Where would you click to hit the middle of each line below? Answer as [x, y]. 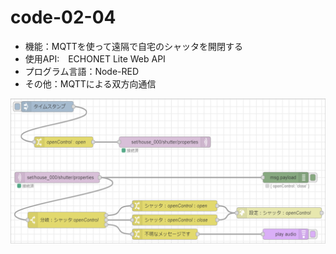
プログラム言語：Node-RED [82, 71]
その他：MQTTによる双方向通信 [90, 83]
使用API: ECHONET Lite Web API [95, 58]
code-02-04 [63, 17]
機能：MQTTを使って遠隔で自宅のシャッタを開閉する [134, 46]
